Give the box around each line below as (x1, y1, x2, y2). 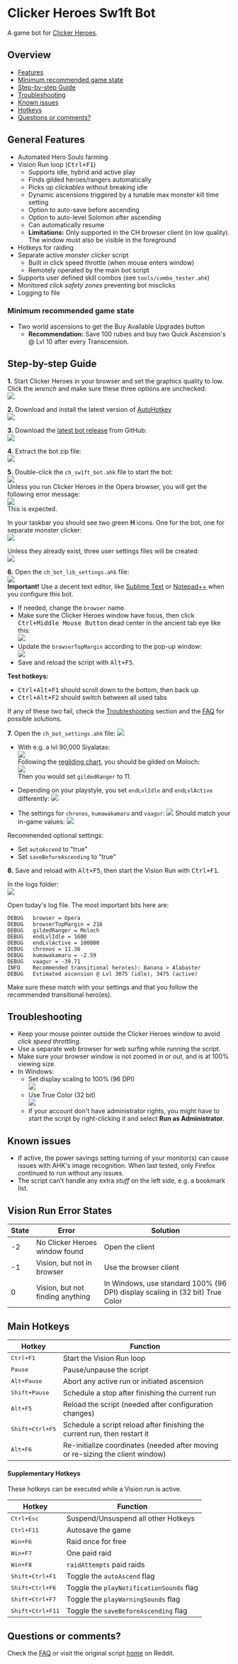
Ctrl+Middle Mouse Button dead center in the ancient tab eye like (17, 618, 221, 627)
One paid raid (66, 1548, 112, 1558)
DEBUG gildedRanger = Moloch (7, 926, 100, 934)
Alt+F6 (11, 1446, 32, 1453)
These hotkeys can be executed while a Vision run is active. (7, 1485, 182, 1494)
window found (35, 1247, 84, 1257)
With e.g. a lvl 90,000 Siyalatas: (17, 743, 110, 751)
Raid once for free (66, 1537, 127, 1547)
